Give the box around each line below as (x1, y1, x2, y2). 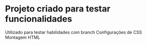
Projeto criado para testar (5, 3, 110, 14)
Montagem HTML (5, 34, 40, 40)
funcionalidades (5, 13, 73, 24)
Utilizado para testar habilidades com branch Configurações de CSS (5, 29, 142, 35)
